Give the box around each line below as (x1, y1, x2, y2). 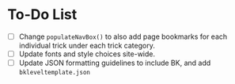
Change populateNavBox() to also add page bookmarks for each (18, 32, 228, 41)
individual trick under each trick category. (18, 41, 155, 50)
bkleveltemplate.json (18, 69, 90, 77)
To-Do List (7, 6, 78, 24)
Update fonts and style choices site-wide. (18, 49, 156, 59)
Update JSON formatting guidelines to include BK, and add (18, 58, 211, 68)
